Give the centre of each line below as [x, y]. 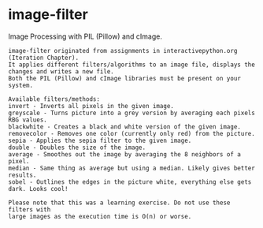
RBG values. [28, 120]
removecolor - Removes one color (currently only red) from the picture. [132, 133]
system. [21, 85]
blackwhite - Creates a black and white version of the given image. [125, 127]
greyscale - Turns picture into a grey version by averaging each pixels [132, 113]
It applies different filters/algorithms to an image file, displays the [132, 65]
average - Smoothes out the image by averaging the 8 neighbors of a [125, 154]
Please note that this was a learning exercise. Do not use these [119, 203]
